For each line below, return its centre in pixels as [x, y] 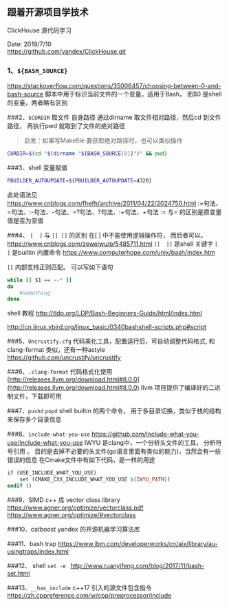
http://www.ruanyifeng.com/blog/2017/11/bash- [138, 565]
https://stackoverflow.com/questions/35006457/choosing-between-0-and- [114, 86]
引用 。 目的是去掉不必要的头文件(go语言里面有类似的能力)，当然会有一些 [117, 451]
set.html [19, 573]
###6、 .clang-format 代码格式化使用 [60, 372]
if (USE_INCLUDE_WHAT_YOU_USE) [52, 473]
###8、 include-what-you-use [49, 434]
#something [35, 293]
